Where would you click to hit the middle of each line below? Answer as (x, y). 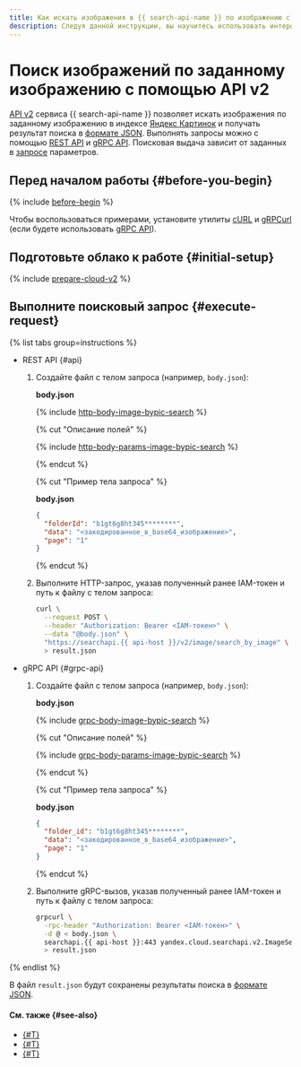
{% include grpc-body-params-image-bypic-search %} (138, 755)
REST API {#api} (52, 360)
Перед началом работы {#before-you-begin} (141, 180)
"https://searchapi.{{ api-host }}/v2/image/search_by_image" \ (166, 642)
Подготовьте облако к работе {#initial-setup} (142, 257)
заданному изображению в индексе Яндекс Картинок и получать (135, 124)
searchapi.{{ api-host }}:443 (100, 942)
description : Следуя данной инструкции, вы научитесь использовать (138, 26)
